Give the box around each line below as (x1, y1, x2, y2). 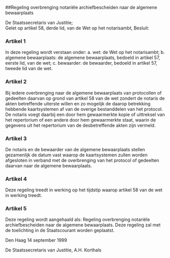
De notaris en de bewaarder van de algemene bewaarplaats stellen (5, 146, 146, 152)
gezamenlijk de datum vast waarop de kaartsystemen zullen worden (5, 152, 148, 158)
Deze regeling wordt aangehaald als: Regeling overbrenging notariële (5, 216, 150, 223)
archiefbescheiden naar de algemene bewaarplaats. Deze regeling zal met (5, 222, 161, 228)
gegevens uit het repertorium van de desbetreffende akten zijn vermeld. (5, 122, 156, 128)
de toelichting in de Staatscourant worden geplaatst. (5, 227, 115, 234)
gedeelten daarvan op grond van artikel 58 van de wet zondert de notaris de (5, 95, 165, 101)
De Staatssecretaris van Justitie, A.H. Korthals (5, 247, 101, 253)
